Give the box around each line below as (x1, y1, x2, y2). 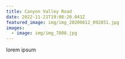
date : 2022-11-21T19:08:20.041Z (6, 14, 85, 20)
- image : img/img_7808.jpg (11, 30, 77, 36)
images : (6, 25, 25, 31)
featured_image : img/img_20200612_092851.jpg (6, 19, 119, 25)
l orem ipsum (6, 46, 36, 53)
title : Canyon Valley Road (6, 8, 72, 15)
